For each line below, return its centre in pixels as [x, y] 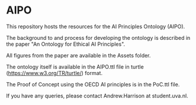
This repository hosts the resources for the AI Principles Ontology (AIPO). [96, 26]
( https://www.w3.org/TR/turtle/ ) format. [54, 73]
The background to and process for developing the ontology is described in [98, 38]
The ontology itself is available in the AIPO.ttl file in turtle [75, 67]
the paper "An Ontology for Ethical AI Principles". [66, 44]
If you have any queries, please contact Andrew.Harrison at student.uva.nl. [97, 96]
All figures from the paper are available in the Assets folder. [78, 55]
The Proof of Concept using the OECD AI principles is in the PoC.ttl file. [93, 84]
